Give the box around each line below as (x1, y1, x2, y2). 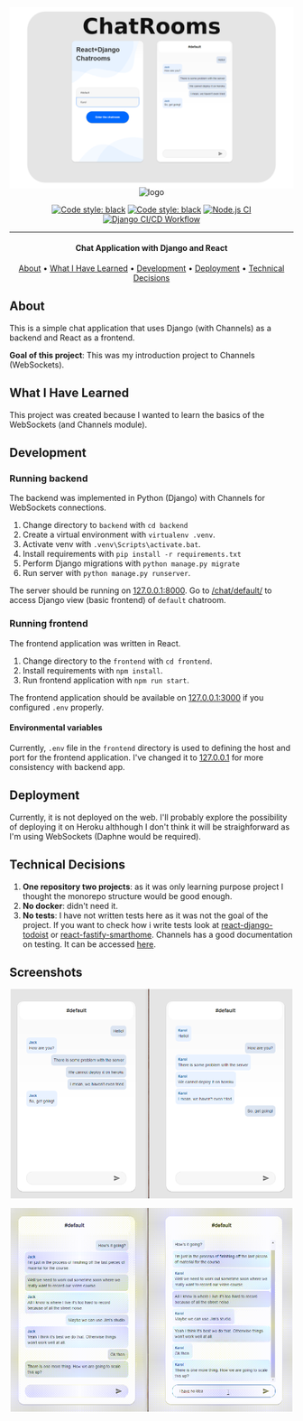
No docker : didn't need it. (22, 900, 119, 911)
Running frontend (9, 618, 88, 630)
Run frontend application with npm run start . (22, 674, 189, 685)
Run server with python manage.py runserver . (22, 568, 191, 579)
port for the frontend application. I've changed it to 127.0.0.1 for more (9, 752, 264, 763)
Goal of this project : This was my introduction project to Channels (9, 349, 255, 360)
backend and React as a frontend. (9, 332, 135, 343)
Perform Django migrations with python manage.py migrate (22, 558, 241, 569)
